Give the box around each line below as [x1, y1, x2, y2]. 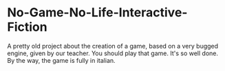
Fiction [7, 19, 47, 35]
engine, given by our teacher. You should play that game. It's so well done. [7, 49, 219, 57]
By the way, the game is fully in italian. [7, 56, 116, 64]
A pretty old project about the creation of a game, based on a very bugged [7, 42, 219, 50]
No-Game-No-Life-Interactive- [7, 5, 188, 20]
